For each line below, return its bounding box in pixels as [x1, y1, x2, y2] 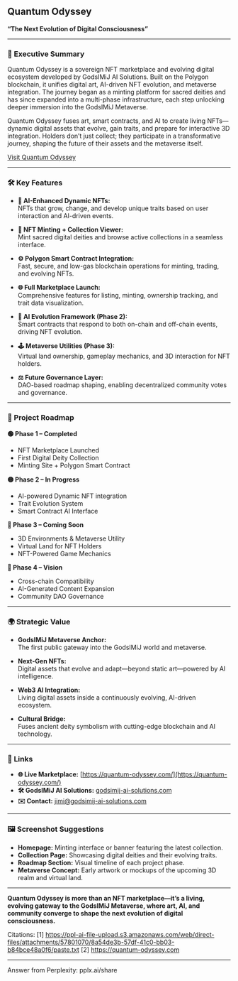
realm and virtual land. [17, 873, 84, 882]
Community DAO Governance [17, 592, 104, 600]
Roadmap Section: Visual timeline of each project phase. [17, 858, 185, 867]
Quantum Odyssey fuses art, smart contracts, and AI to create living [7, 116, 206, 125]
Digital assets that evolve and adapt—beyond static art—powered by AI [17, 664, 226, 673]
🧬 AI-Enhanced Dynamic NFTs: [17, 197, 110, 205]
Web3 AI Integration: [17, 685, 81, 694]
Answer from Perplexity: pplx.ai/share [7, 965, 118, 974]
